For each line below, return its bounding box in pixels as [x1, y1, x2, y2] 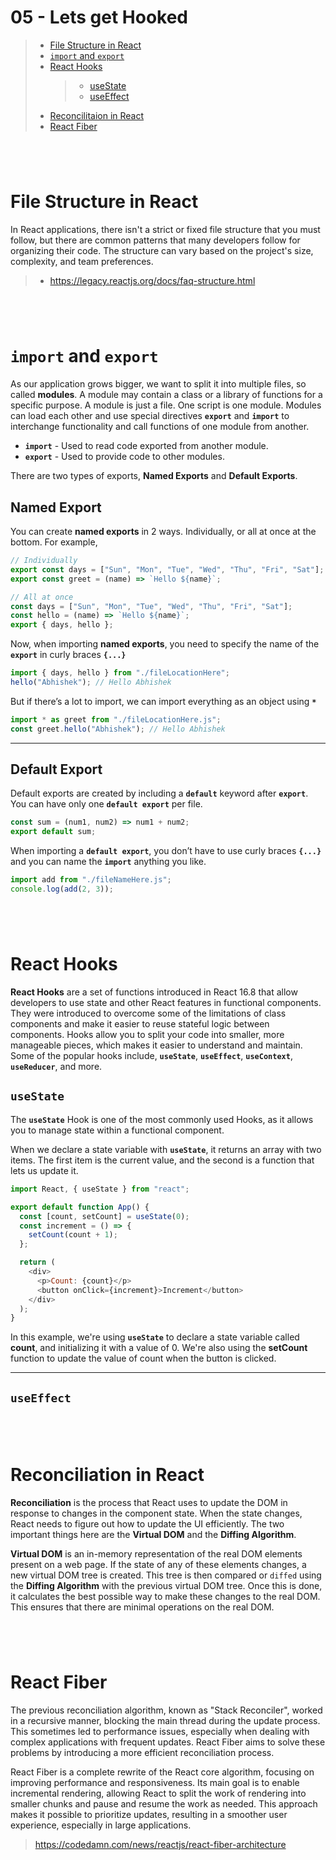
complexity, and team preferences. [10, 256, 154, 268]
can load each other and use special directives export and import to [10, 410, 290, 422]
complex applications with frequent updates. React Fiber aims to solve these [10, 1736, 326, 1748]
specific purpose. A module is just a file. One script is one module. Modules [10, 399, 322, 411]
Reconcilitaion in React [49, 109, 145, 121]
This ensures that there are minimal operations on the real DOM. [10, 1601, 275, 1613]
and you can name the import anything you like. [10, 856, 207, 868]
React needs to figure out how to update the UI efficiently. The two [10, 1517, 285, 1530]
